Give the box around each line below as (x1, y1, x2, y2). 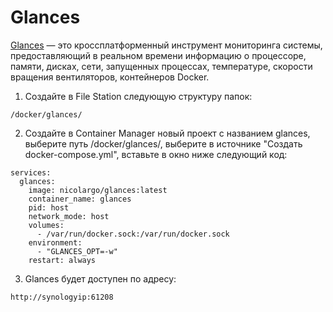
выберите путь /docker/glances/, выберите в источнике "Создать (24, 137, 303, 150)
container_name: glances (28, 194, 132, 204)
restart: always (28, 255, 97, 265)
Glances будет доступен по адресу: (24, 272, 177, 285)
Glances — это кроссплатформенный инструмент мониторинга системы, (10, 39, 323, 51)
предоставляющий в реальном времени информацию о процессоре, (10, 49, 307, 61)
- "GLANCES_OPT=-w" (36, 246, 118, 256)
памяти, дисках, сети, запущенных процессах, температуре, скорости (10, 60, 313, 72)
